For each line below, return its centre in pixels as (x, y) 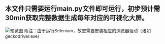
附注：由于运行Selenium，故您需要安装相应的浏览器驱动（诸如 (87, 30)
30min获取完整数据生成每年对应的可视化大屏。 (77, 18)
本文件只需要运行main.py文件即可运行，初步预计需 (82, 9)
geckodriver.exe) (22, 36)
